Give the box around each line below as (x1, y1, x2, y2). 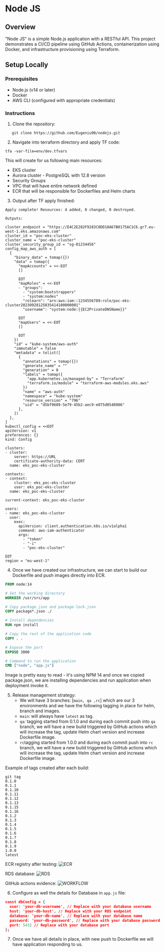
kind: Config (5, 437, 32, 442)
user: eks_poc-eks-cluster (14, 484, 70, 489)
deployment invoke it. (5, 683, 49, 688)
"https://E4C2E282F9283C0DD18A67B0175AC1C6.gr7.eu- (47, 224, 156, 229)
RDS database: (5, 871, 36, 877)
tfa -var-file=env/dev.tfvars (5, 149, 68, 154)
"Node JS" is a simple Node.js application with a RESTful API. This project (5, 36, 156, 42)
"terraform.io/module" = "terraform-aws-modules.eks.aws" (27, 380, 149, 385)
